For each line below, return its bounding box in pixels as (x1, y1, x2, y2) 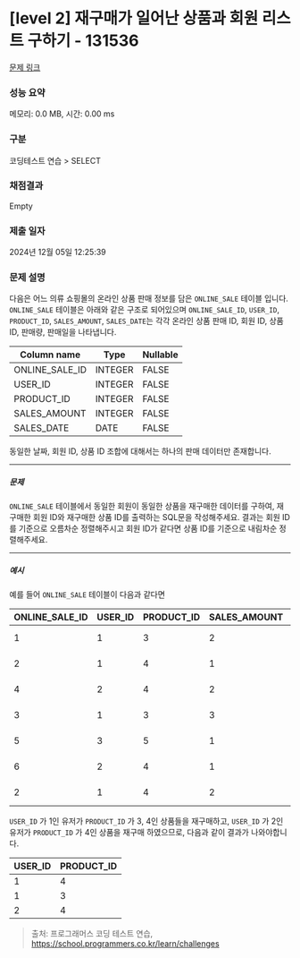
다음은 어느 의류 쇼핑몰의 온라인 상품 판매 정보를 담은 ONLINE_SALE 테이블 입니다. (9, 293, 288, 304)
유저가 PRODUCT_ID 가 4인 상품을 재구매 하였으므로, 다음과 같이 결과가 (9, 827, 250, 838)
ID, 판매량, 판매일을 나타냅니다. (9, 327, 117, 338)
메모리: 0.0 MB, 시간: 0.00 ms (9, 108, 115, 119)
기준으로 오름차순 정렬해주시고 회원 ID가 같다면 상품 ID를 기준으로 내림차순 (18, 523, 278, 534)
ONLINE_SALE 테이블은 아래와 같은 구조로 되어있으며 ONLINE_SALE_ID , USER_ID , (9, 304, 279, 315)
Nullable (142, 348, 179, 361)
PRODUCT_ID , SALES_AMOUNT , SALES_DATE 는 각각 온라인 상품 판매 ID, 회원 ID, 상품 (9, 315, 284, 327)
